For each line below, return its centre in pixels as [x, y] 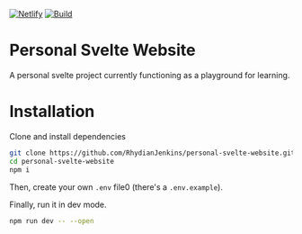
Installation [52, 112]
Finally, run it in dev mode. [58, 204]
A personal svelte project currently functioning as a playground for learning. [150, 75]
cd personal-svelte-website [62, 161]
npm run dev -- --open [52, 220]
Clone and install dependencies [67, 136]
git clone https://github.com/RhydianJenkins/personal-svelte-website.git [152, 153]
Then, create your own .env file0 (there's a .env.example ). [116, 187]
